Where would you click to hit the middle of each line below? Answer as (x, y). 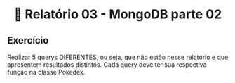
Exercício (28, 40)
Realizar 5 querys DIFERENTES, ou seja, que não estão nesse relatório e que (118, 57)
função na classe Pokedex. (46, 72)
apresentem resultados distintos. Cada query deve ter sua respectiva (107, 65)
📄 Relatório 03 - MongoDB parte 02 (118, 14)
